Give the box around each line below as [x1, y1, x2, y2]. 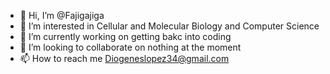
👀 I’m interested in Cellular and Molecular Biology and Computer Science [19, 20, 320, 32]
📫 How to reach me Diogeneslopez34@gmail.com [19, 53, 230, 64]
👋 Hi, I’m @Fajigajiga [19, 10, 105, 21]
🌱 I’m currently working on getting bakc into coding [19, 31, 232, 42]
